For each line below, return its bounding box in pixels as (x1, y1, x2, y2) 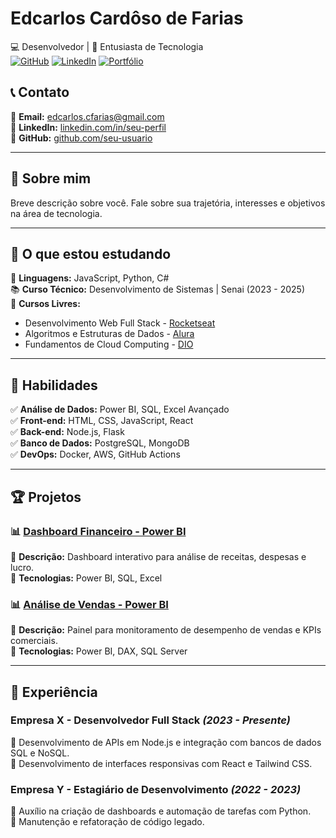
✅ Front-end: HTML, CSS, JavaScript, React (10, 415, 194, 427)
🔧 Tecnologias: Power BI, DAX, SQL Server (10, 645, 188, 657)
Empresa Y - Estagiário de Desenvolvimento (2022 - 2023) (10, 782, 302, 796)
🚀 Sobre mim (10, 170, 92, 187)
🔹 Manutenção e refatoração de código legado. (10, 816, 205, 828)
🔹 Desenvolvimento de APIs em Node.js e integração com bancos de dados (10, 736, 322, 748)
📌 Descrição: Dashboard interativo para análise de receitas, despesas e (10, 550, 307, 562)
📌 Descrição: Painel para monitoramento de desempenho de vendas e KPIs (10, 624, 322, 636)
